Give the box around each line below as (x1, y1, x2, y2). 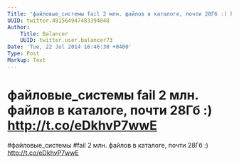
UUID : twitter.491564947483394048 (7, 17, 110, 24)
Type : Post (7, 50, 40, 58)
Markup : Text (7, 57, 46, 64)
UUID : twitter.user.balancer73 (20, 37, 113, 44)
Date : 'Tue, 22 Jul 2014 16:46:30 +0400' (7, 43, 132, 50)
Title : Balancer (20, 30, 69, 38)
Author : (7, 23, 31, 31)
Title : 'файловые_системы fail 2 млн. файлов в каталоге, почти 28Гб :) (7, 10, 228, 18)
